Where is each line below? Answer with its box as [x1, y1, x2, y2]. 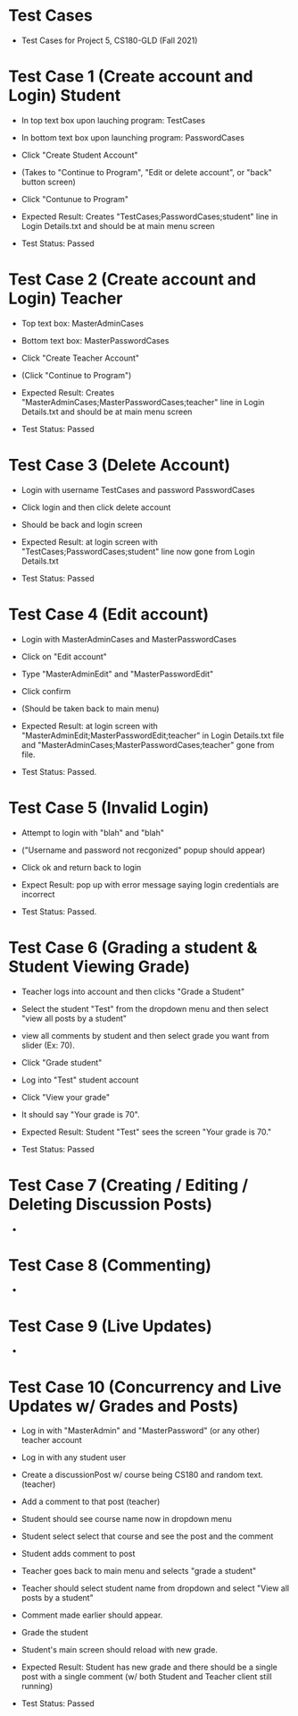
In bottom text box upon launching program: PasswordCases [21, 132, 244, 143]
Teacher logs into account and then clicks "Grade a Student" [21, 986, 245, 997]
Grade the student [21, 1627, 88, 1638]
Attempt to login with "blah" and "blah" [21, 827, 164, 837]
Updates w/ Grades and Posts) [8, 1396, 239, 1416]
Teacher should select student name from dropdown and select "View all [21, 1583, 290, 1593]
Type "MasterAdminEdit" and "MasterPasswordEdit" [21, 668, 214, 679]
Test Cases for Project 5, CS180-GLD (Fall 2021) [21, 35, 198, 46]
